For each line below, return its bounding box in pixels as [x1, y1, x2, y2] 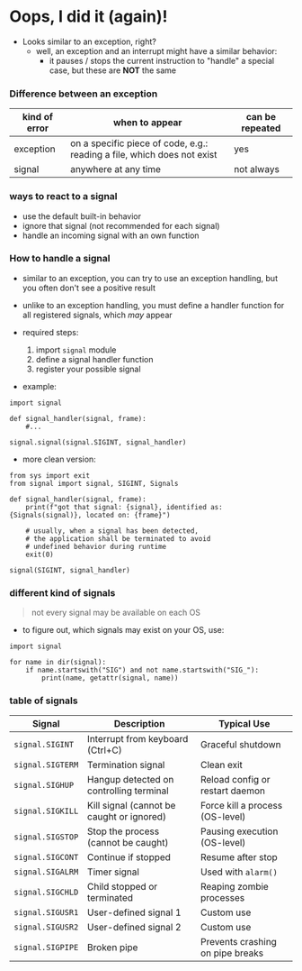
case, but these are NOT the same [49, 65, 177, 76]
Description [113, 718, 165, 730]
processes [200, 892, 245, 904]
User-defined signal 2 [86, 921, 182, 934]
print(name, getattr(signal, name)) [41, 673, 179, 682]
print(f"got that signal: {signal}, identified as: [25, 502, 223, 511]
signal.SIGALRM [13, 867, 79, 877]
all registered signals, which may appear [22, 309, 173, 320]
